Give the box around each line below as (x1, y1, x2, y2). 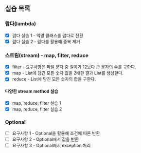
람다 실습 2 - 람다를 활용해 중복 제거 (12, 38, 80, 44)
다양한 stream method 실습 (5, 88, 58, 94)
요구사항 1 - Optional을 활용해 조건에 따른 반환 (12, 130, 100, 136)
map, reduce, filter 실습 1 (12, 100, 62, 106)
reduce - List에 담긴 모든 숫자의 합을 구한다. (12, 76, 96, 82)
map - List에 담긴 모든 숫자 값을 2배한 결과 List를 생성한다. (12, 70, 124, 76)
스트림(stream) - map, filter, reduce (5, 52, 88, 58)
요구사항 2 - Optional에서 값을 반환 (12, 136, 79, 142)
